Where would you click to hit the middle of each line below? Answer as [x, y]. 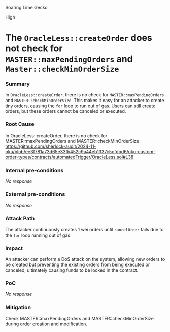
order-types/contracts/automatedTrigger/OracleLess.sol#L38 [70, 157]
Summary [18, 84]
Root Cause [20, 124]
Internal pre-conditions [35, 170]
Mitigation [18, 308]
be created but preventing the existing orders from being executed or [78, 264]
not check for [34, 48]
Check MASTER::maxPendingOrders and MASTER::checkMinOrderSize [79, 318]
